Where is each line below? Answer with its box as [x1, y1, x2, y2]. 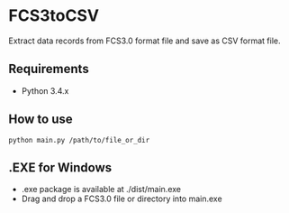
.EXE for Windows [8, 160, 113, 175]
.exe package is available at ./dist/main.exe [21, 184, 182, 195]
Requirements [8, 61, 89, 77]
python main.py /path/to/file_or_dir [8, 135, 150, 144]
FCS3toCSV [8, 5, 100, 26]
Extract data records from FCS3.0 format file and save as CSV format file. [8, 35, 281, 46]
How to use [8, 112, 73, 127]
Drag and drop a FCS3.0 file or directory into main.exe [21, 193, 222, 204]
